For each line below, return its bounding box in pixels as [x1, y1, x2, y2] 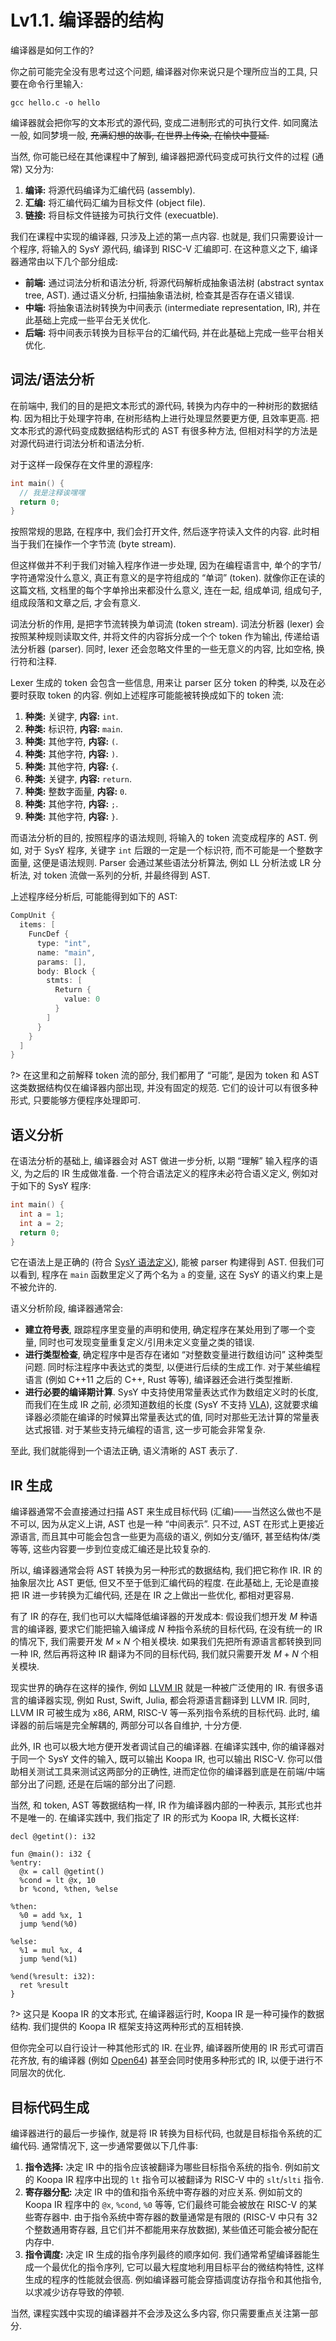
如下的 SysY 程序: [18, 1180, 92, 1192]
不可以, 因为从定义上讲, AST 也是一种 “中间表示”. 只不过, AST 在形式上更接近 [10, 1518, 325, 1530]
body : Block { [36, 966, 97, 976]
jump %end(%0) [19, 1919, 78, 1930]
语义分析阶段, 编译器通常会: [10, 1302, 124, 1315]
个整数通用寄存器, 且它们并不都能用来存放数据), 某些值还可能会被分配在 [24, 2224, 319, 2236]
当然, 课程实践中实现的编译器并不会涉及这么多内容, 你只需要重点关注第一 [10, 2307, 310, 2320]
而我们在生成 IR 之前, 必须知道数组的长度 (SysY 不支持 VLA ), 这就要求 [24, 1399, 310, 1411]
